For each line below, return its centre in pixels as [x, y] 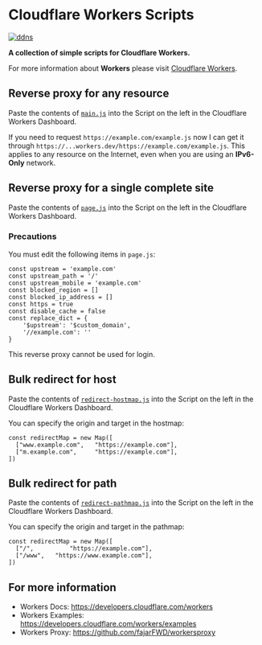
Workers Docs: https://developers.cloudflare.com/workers [116, 607]
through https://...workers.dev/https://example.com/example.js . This [127, 146]
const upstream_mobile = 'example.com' [75, 283]
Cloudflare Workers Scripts [101, 15]
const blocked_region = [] [53, 290]
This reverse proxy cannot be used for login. [82, 354]
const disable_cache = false [57, 311]
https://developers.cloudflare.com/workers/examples [108, 624]
